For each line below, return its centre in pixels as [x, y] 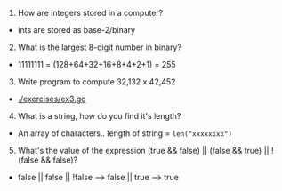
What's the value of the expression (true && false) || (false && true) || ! [145, 151]
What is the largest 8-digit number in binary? [100, 47]
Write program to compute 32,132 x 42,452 [97, 82]
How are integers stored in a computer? [90, 13]
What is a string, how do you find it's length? [99, 116]
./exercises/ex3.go [52, 99]
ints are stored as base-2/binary [77, 30]
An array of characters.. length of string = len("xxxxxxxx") [125, 133]
